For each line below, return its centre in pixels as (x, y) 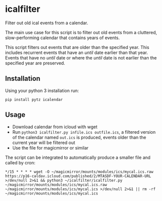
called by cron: (20, 162)
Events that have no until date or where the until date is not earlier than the (81, 57)
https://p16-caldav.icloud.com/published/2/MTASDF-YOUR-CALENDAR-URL (78, 176)
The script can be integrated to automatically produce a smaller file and (78, 157)
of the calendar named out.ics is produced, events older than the (79, 137)
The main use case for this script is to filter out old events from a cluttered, (81, 32)
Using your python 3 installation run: (42, 91)
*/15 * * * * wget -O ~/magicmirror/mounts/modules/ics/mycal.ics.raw (79, 172)
